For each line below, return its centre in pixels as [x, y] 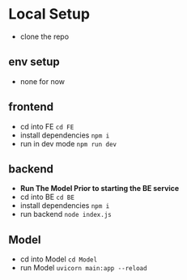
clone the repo [45, 36]
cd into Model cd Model [59, 259]
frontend [31, 107]
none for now [42, 81]
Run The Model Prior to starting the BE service [100, 189]
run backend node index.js [66, 214]
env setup [34, 62]
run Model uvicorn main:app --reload [83, 268]
